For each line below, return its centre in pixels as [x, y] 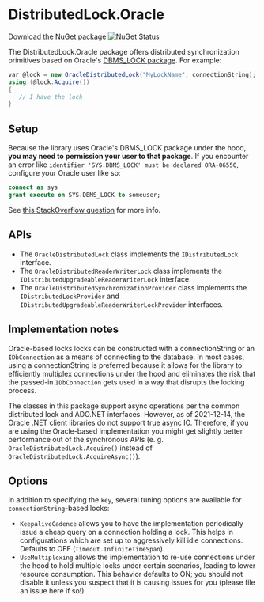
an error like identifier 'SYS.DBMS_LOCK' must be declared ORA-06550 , [124, 165]
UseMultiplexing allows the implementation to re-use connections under [137, 557]
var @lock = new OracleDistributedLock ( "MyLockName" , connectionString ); [132, 74]
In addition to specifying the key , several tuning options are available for [125, 500]
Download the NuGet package [57, 36]
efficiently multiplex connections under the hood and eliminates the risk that [132, 373]
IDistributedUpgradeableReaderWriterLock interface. [105, 279]
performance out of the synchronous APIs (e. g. [86, 439]
